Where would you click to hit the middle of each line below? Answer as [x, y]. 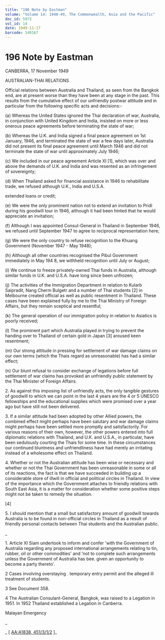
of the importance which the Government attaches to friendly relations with [81, 484]
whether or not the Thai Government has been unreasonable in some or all [81, 468]
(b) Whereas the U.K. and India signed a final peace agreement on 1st [76, 135]
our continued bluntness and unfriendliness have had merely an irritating [79, 447]
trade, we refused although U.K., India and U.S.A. [55, 186]
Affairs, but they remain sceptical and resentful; [53, 306]
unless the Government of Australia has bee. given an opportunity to [74, 559]
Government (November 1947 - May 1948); [49, 246]
